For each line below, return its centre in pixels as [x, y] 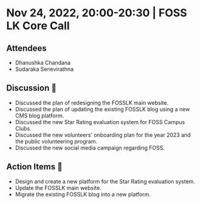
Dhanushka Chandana [43, 63]
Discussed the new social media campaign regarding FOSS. [90, 148]
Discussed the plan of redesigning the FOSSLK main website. [92, 102]
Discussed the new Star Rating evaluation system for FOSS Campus [100, 122]
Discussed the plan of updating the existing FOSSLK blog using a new [102, 109]
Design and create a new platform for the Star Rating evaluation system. [105, 181]
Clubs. [23, 128]
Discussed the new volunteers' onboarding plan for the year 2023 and [103, 135]
